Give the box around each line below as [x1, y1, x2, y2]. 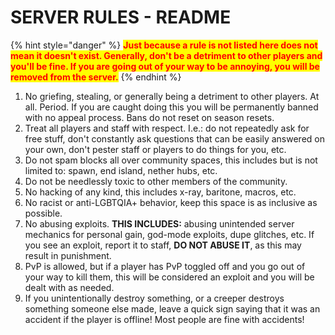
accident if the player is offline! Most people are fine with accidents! [24, 313, 305, 325]
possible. [24, 207, 63, 219]
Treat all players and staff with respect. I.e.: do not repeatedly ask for [24, 122, 310, 134]
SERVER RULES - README [10, 6, 232, 29]
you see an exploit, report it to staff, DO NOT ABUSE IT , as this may [24, 239, 302, 251]
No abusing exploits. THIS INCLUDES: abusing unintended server [24, 217, 295, 230]
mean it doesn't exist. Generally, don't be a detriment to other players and [10, 49, 323, 61]
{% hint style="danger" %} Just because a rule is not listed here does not [10, 39, 318, 51]
